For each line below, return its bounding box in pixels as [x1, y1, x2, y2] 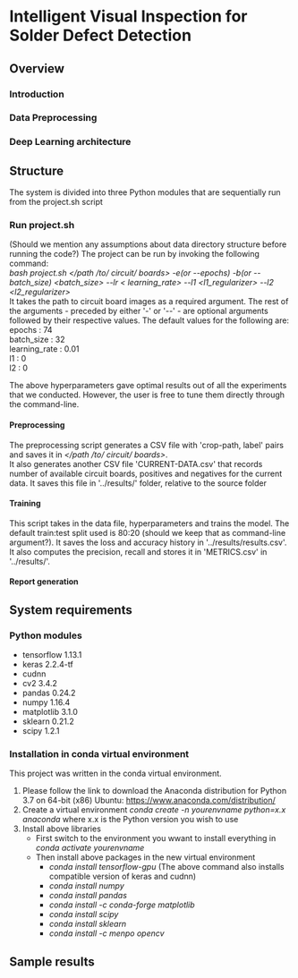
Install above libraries [21, 823, 101, 834]
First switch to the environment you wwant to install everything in [35, 833, 277, 844]
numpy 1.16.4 [21, 697, 71, 708]
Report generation [9, 576, 79, 587]
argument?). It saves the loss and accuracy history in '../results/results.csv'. [9, 537, 287, 548]
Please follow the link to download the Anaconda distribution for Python [21, 786, 287, 796]
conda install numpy [48, 880, 125, 891]
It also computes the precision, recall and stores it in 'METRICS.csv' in [9, 546, 268, 557]
